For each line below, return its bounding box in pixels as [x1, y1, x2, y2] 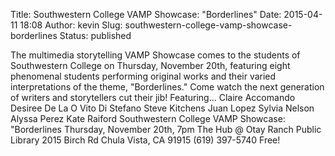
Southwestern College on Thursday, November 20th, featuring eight [10, 60, 291, 71]
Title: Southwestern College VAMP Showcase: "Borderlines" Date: [10, 9, 282, 20]
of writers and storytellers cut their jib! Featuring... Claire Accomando [10, 92, 296, 103]
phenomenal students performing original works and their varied [10, 70, 277, 82]
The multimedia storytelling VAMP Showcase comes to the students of [10, 49, 301, 61]
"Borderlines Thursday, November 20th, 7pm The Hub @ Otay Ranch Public [10, 124, 322, 135]
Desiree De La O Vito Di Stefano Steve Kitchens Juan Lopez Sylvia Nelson [10, 102, 315, 114]
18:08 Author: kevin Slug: [19, 19, 123, 31]
